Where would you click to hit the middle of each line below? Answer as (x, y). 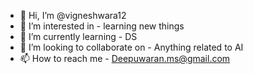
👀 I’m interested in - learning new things (102, 26)
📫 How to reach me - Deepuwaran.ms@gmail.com (125, 58)
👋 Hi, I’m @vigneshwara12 (73, 15)
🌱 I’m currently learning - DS (78, 36)
